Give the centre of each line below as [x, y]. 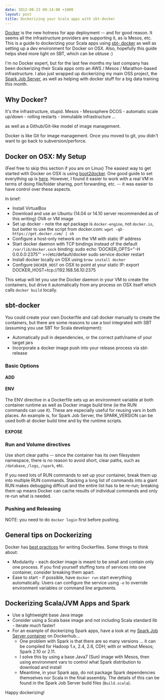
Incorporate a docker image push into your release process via [76, 348]
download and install [41, 668]
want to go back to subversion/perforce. [46, 141]
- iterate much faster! [34, 626]
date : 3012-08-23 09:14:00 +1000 [39, 10]
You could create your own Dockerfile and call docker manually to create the [82, 317]
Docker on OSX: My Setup [46, 156]
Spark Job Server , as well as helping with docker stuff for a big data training [82, 79]
